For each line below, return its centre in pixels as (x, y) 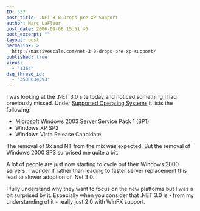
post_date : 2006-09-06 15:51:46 (47, 29)
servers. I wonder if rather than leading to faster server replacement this (97, 171)
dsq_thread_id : (26, 74)
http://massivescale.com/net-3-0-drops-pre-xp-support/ (84, 52)
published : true (27, 57)
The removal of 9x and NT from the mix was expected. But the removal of (98, 146)
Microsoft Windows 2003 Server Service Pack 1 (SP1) (82, 121)
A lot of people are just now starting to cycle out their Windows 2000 (93, 164)
